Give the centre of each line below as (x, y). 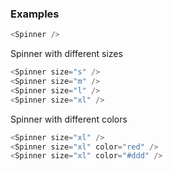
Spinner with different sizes (66, 54)
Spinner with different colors (69, 119)
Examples (35, 14)
